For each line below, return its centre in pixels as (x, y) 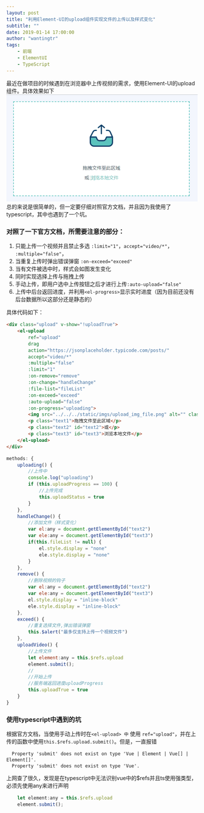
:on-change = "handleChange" (62, 383)
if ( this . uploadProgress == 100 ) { (73, 485)
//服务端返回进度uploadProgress (66, 683)
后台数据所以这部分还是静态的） (55, 299)
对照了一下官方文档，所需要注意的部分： (65, 232)
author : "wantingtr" (32, 39)
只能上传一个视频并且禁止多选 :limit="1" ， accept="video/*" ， (94, 246)
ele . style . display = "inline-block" (74, 606)
